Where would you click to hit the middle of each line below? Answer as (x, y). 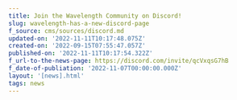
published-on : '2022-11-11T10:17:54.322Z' (81, 53)
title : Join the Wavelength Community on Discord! (95, 16)
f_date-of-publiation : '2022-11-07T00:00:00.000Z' (95, 69)
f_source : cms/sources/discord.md (67, 31)
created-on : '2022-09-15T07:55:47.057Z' (77, 46)
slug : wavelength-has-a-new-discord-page (79, 23)
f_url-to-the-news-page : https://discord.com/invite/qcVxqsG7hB (118, 61)
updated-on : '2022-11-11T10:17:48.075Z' (77, 38)
